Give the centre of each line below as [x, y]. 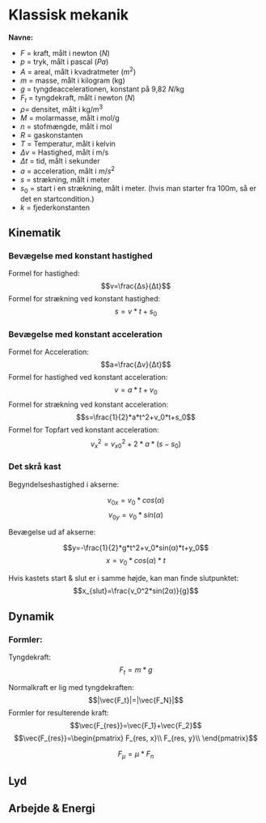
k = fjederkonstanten [55, 207]
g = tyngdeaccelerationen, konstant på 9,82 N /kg [102, 89]
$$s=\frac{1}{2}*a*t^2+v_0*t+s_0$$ [136, 417]
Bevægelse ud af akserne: [52, 532]
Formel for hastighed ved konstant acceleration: [88, 377]
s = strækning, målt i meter [65, 179]
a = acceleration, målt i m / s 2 [68, 170]
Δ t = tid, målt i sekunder [60, 161]
